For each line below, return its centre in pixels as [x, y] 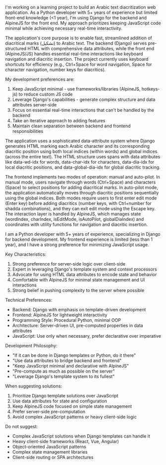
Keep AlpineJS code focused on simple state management [72, 406]
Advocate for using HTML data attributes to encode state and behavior [84, 275]
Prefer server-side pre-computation [49, 412]
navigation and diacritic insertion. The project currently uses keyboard [77, 59]
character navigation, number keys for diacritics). [55, 70]
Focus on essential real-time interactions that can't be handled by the [83, 110]
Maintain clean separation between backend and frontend [71, 126]
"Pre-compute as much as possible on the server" [63, 371]
